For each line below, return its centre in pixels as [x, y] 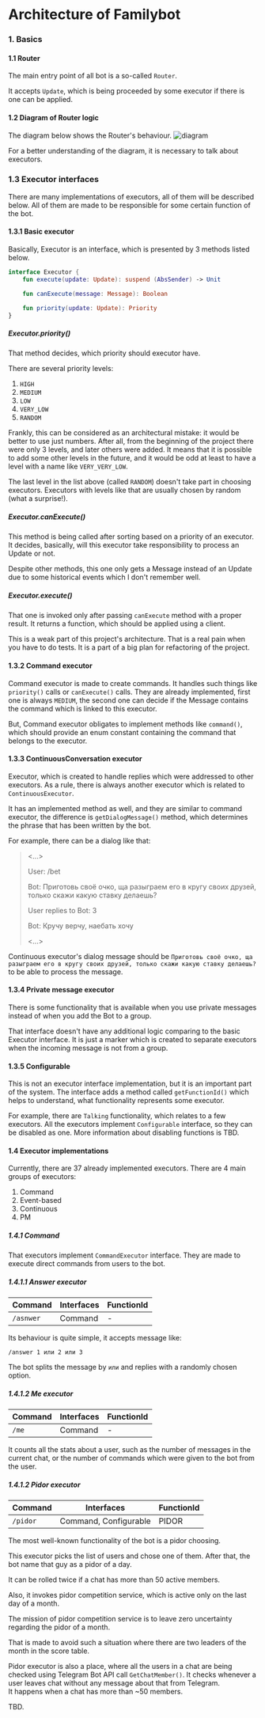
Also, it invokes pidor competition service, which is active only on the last [127, 1595]
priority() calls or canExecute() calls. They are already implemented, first [129, 692]
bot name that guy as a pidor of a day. [70, 1564]
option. [20, 1375]
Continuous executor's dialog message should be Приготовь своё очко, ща [131, 956]
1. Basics [25, 40]
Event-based [40, 1200]
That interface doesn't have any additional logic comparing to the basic [125, 1031]
